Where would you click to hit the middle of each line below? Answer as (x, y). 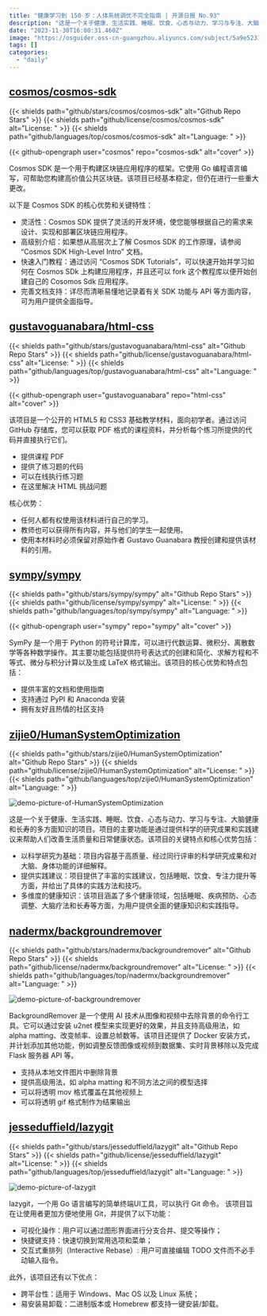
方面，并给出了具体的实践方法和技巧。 (83, 886)
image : (20, 38)
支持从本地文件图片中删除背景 (69, 1072)
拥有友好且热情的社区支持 (62, 709)
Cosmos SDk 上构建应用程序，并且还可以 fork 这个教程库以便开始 (143, 271)
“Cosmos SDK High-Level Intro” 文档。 (84, 252)
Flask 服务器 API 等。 (44, 1055)
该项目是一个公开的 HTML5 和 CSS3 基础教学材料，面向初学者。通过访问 (128, 419)
